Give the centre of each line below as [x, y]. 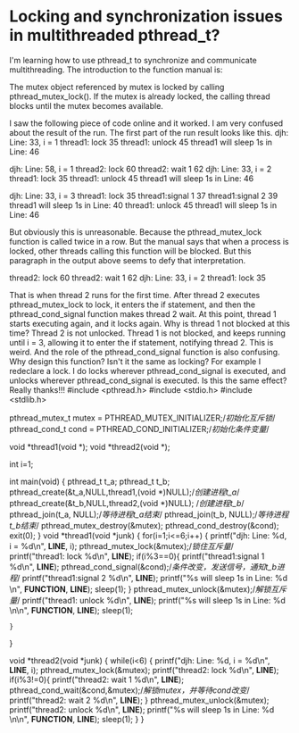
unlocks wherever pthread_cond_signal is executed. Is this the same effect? [148, 380]
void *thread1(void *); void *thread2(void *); [90, 446]
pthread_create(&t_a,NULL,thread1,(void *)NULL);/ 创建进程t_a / [125, 492]
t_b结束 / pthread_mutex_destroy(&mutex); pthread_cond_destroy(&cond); [144, 525]
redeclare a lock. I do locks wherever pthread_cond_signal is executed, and [147, 371]
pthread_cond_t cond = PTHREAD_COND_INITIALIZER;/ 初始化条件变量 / [139, 429]
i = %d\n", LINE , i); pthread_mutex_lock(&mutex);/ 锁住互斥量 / [122, 546]
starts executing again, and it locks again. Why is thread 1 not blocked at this [149, 323]
